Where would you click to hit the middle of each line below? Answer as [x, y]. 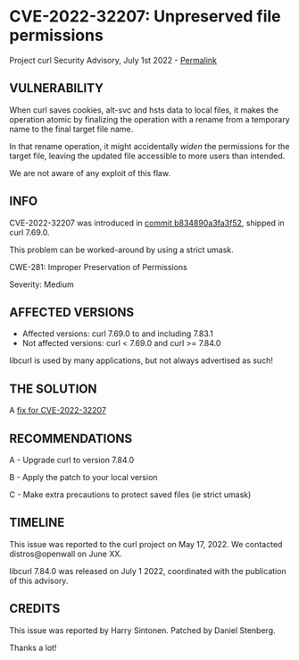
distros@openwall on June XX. [66, 554]
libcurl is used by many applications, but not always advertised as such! [141, 360]
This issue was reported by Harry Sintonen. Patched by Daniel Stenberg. [142, 630]
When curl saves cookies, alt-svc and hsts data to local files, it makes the [144, 110]
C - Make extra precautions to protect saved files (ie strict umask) [130, 495]
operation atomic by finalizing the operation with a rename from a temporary [149, 119]
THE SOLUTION [53, 389]
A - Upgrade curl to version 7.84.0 [72, 460]
